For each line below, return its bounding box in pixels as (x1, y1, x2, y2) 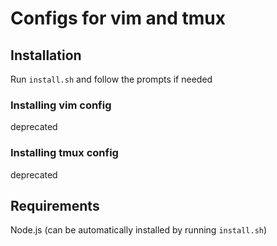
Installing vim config (10, 98, 112, 112)
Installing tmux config (10, 146, 119, 160)
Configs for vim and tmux (10, 7, 227, 30)
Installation (10, 47, 82, 64)
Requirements (10, 197, 100, 214)
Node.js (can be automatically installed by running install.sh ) (10, 224, 268, 236)
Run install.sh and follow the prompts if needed (10, 73, 213, 85)
